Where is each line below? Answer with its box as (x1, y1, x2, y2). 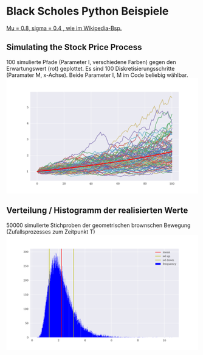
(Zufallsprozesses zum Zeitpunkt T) (6, 228, 95, 235)
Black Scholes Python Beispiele (6, 4, 169, 18)
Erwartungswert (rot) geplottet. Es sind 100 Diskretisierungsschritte (6, 65, 175, 72)
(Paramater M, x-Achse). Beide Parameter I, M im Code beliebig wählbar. (6, 71, 188, 79)
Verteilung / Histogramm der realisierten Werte (6, 206, 188, 216)
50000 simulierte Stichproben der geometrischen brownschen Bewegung (6, 221, 191, 229)
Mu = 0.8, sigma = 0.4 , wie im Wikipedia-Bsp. (6, 24, 122, 32)
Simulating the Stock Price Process (6, 42, 142, 52)
